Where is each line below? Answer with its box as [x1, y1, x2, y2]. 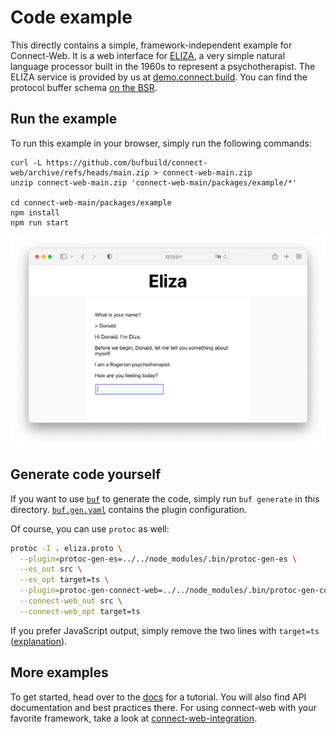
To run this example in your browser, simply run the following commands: [10, 137, 312, 149]
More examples [10, 664, 109, 681]
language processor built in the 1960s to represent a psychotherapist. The [10, 60, 316, 72]
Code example [10, 6, 133, 29]
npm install [10, 207, 60, 218]
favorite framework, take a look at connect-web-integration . [10, 712, 258, 724]
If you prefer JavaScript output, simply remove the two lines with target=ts [10, 624, 320, 636]
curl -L [10, 157, 43, 168]
